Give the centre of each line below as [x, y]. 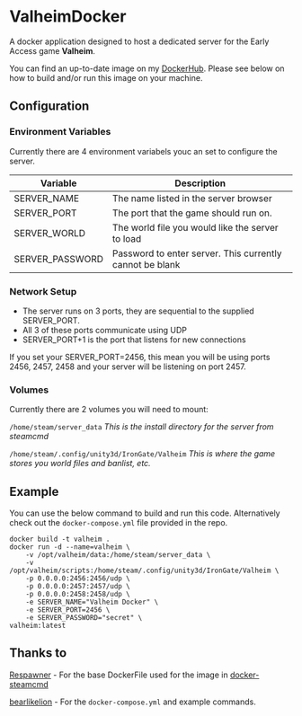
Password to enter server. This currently [197, 253]
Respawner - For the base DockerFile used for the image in [119, 675]
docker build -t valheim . [60, 539]
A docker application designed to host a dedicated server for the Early [139, 41]
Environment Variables [60, 132]
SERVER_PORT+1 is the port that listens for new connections [134, 340]
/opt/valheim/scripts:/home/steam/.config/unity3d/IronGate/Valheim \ [144, 571]
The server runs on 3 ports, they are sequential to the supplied [138, 311]
